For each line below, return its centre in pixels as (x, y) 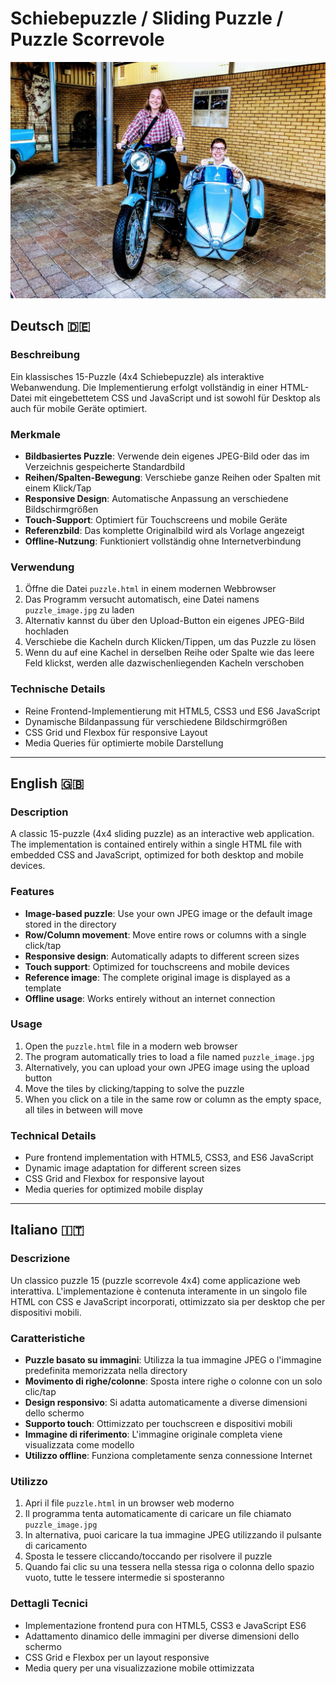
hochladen (47, 631)
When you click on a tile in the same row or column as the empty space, (173, 1099)
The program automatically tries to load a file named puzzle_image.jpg (169, 1056)
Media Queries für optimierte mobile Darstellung (124, 743)
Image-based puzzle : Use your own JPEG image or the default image (168, 913)
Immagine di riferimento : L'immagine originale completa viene (153, 1434)
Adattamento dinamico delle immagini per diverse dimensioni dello (162, 1636)
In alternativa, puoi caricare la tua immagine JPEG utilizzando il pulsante (173, 1535)
